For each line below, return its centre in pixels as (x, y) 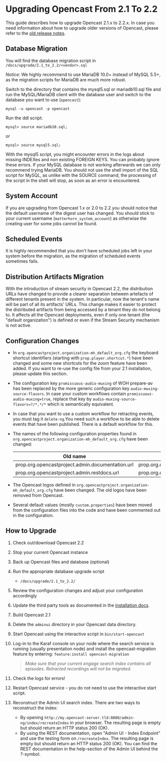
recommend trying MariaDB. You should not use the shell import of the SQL (82, 170)
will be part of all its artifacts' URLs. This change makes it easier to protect (81, 305)
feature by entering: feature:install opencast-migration (71, 654)
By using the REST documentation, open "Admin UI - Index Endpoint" (90, 733)
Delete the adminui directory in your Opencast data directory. (75, 624)
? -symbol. (30, 754)
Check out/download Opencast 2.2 (48, 543)
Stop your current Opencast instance (50, 552)
